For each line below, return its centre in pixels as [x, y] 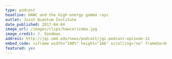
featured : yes [20, 48]
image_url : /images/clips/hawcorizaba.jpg [51, 29]
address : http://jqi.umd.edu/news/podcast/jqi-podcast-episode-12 [78, 39]
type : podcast [20, 10]
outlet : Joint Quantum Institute [41, 19]
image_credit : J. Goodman [33, 34]
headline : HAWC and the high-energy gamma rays [57, 15]
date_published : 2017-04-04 [35, 24]
